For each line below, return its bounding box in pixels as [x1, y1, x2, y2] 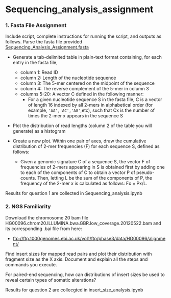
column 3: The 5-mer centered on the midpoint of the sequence [20, 80, 155, 86]
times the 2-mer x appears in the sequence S [28, 113, 124, 119]
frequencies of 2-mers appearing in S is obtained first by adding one [20, 164, 165, 170]
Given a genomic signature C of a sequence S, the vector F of [20, 159, 151, 165]
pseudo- [136, 169, 155, 176]
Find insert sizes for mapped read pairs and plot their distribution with [5, 251, 152, 257]
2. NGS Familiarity [5, 203, 51, 210]
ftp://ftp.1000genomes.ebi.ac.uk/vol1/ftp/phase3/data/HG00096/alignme [12, 235, 166, 241]
